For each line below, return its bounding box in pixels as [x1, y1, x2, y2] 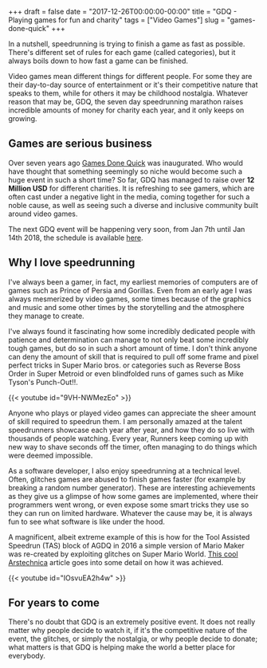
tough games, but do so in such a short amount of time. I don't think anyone [8, 343, 257, 353]
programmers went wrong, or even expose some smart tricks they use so [8, 500, 249, 509]
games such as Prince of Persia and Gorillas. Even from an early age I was [8, 285, 253, 295]
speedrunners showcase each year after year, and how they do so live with [8, 425, 255, 434]
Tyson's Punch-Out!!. [8, 377, 78, 387]
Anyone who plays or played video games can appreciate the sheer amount [8, 408, 257, 418]
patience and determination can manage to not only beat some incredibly [8, 335, 249, 344]
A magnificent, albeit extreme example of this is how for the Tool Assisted [8, 532, 250, 541]
